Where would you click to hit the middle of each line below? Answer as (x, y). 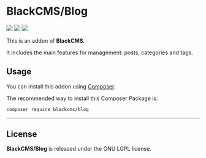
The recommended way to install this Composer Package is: (82, 98)
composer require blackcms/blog (48, 109)
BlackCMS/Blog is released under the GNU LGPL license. (79, 149)
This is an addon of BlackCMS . (46, 40)
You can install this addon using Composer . (61, 86)
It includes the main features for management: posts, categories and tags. (100, 52)
